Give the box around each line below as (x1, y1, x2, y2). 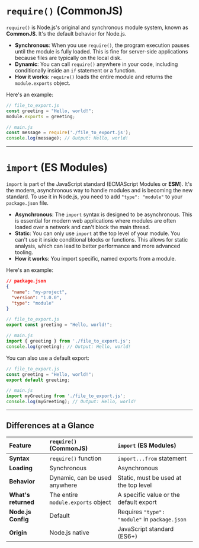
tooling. (14, 249, 34, 256)
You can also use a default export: (6, 354, 90, 362)
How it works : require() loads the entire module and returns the (14, 73, 173, 80)
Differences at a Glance (6, 420, 95, 431)
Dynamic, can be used (49, 473, 112, 482)
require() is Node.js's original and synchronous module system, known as (6, 24, 188, 31)
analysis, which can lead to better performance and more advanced (14, 242, 181, 250)
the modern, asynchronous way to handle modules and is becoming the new (6, 187, 193, 194)
